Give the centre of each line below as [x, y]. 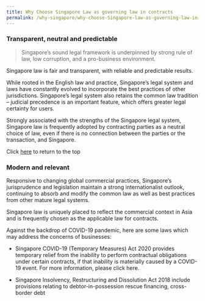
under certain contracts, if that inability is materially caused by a [96, 262]
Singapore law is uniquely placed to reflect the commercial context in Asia [99, 212]
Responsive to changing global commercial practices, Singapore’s [89, 181]
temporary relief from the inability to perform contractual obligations [101, 255]
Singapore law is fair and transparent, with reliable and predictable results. [100, 70]
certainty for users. [31, 108]
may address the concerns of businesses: [59, 237]
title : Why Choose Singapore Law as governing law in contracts [90, 12]
